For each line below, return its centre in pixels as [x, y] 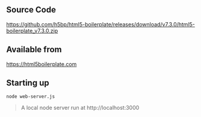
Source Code [31, 10]
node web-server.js [31, 97]
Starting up [28, 83]
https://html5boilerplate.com [42, 64]
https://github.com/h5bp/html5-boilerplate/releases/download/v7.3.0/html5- [101, 24]
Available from [34, 49]
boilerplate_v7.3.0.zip [32, 31]
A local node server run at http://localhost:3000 [80, 108]
